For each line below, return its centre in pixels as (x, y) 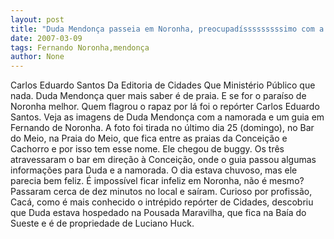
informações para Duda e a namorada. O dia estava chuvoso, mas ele (154, 170)
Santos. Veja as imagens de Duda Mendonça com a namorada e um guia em (167, 117)
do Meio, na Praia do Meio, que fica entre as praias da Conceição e (149, 138)
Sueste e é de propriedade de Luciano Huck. (102, 223)
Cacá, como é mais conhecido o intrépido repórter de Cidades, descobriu (162, 202)
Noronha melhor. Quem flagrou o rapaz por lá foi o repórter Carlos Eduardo (165, 107)
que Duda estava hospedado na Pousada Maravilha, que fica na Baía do (158, 213)
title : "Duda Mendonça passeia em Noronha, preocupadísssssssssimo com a (167, 29)
